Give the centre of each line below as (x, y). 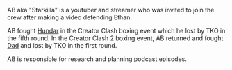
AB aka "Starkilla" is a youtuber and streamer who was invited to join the (111, 10)
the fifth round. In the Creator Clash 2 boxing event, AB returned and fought (115, 38)
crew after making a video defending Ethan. (69, 17)
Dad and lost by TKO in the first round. (62, 45)
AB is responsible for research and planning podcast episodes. (97, 59)
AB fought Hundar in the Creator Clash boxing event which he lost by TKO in (116, 31)
